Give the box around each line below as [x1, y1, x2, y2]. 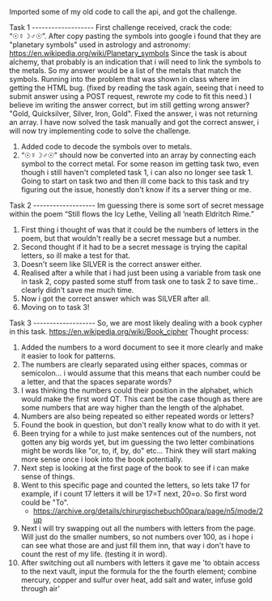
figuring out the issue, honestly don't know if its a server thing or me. [20, 185, 252, 194]
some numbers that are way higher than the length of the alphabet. [20, 403, 245, 412]
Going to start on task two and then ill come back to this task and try [20, 176, 249, 186]
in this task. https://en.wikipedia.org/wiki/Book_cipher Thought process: [9, 327, 249, 336]
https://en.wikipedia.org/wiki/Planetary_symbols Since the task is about [9, 49, 248, 58]
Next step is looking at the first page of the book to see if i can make [20, 463, 249, 473]
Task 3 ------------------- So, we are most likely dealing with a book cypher [9, 318, 263, 328]
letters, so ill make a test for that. [20, 251, 130, 260]
